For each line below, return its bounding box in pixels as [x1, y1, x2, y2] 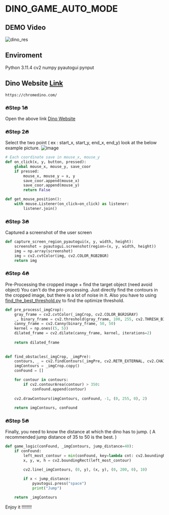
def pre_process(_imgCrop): [5, 307, 64, 312]
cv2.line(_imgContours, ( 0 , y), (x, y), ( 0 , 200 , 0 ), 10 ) [23, 467, 147, 472]
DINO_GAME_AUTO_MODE [5, 3, 118, 15]
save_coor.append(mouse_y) [23, 183, 80, 188]
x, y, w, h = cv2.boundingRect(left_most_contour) [23, 458, 132, 463]
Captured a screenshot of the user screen [5, 230, 92, 236]
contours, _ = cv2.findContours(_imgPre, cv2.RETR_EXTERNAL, [14, 359, 145, 364]
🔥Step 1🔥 [5, 104, 28, 111]
